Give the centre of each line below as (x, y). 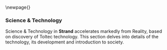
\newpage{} (18, 7)
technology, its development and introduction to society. (65, 42)
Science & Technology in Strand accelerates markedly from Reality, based (84, 31)
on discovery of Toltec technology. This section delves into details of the (82, 37)
